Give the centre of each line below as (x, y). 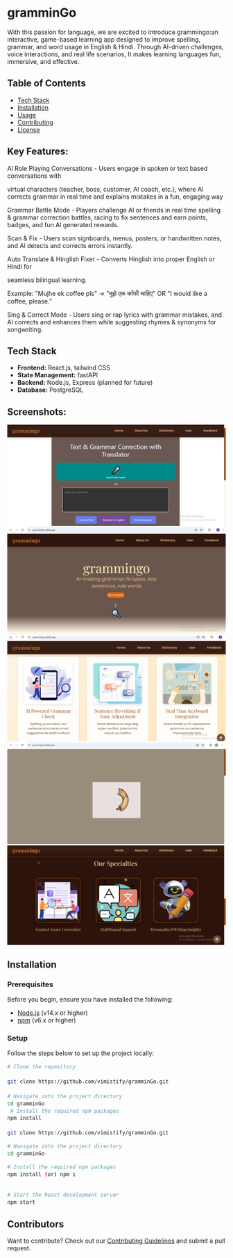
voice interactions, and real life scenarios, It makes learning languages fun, (114, 54)
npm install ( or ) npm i (42, 1174)
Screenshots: (37, 412)
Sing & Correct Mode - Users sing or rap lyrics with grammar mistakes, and (114, 315)
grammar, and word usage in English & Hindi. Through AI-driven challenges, (115, 47)
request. (19, 1248)
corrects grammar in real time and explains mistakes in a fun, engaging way (115, 197)
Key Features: (38, 152)
